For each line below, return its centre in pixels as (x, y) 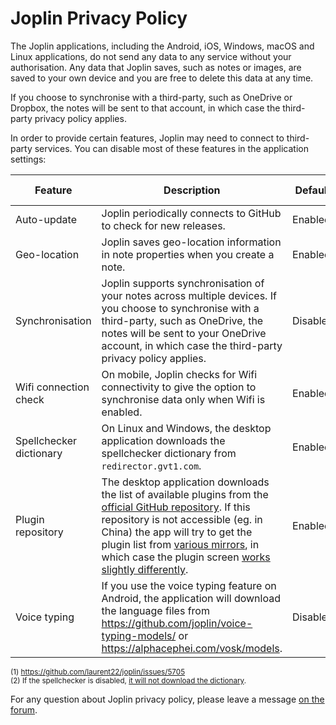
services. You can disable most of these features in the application (171, 148)
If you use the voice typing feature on (189, 585)
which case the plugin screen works (186, 557)
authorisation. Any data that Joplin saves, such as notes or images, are (156, 67)
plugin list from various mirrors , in (180, 544)
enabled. (122, 412)
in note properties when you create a (188, 254)
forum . (24, 709)
